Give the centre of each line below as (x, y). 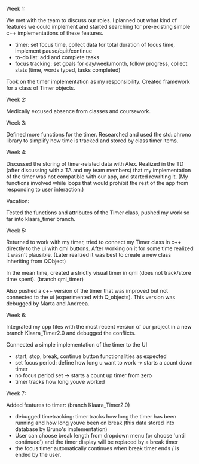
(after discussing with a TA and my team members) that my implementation (99, 170)
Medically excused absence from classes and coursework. (79, 111)
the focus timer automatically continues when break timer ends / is (97, 448)
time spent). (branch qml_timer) (45, 279)
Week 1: (16, 9)
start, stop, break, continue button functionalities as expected (91, 356)
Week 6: (16, 315)
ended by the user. (38, 455)
